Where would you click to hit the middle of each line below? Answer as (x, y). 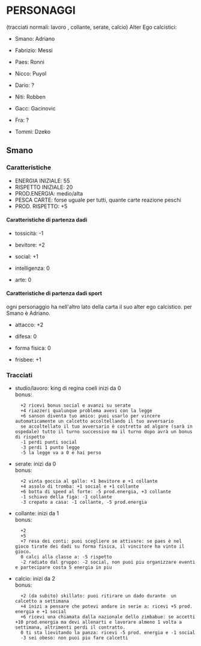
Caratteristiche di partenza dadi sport (54, 293)
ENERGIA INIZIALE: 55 (42, 181)
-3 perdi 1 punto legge (50, 447)
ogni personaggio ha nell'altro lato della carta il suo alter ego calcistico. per (99, 307)
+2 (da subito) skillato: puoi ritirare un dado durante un (99, 596)
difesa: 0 (26, 336)
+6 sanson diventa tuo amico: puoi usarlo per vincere (91, 416)
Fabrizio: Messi (34, 50)
